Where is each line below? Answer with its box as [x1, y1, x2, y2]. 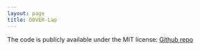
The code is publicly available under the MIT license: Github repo [7, 35, 193, 43]
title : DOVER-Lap [7, 16, 58, 23]
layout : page [7, 10, 45, 17]
